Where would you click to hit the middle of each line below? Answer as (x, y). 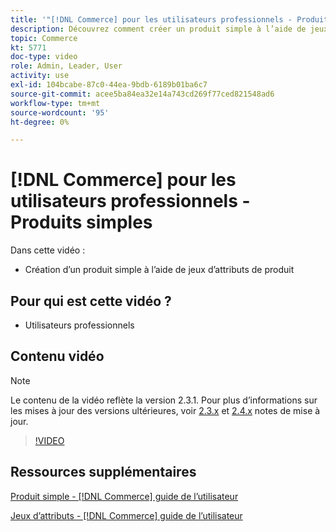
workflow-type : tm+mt (55, 103)
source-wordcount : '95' (60, 112)
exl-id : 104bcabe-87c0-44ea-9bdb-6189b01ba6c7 (109, 85)
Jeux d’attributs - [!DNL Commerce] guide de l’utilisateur (126, 515)
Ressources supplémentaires (103, 472)
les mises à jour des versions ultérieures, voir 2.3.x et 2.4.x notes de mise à (165, 410)
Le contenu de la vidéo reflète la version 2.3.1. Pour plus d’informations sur (164, 400)
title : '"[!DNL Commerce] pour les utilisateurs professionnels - (151, 19)
